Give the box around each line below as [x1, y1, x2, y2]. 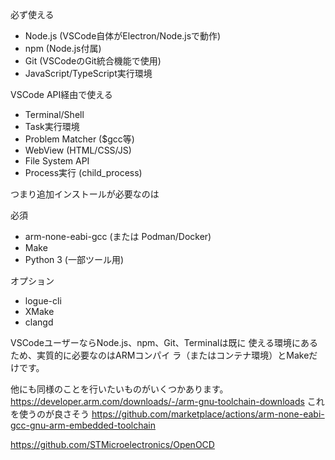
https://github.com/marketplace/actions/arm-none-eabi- [91, 408, 325, 420]
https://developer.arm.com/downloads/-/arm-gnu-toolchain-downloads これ [10, 396, 325, 407]
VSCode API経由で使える [10, 89, 113, 100]
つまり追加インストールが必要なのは [10, 188, 160, 200]
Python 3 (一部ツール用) [24, 254, 125, 265]
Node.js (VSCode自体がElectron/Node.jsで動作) [24, 30, 222, 42]
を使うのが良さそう [10, 408, 90, 420]
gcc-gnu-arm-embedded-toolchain [10, 419, 156, 431]
